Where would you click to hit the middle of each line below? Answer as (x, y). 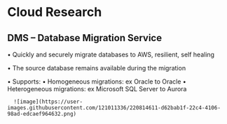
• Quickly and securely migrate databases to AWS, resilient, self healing (111, 54)
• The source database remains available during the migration (97, 68)
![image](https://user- (48, 102)
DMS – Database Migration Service (85, 38)
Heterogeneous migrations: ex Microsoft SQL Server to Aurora (97, 89)
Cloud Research (55, 12)
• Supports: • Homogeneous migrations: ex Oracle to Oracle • (97, 82)
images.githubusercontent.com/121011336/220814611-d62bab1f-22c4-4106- (114, 108)
